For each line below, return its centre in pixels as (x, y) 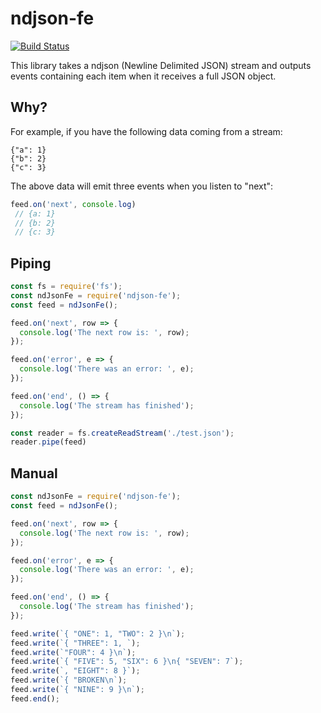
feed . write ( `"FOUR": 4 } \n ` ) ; (73, 652)
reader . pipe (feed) (48, 442)
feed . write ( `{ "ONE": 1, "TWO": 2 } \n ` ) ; (98, 633)
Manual (34, 473)
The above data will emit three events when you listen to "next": (142, 186)
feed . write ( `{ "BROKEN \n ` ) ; (69, 680)
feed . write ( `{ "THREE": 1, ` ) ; (75, 643)
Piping (31, 263)
